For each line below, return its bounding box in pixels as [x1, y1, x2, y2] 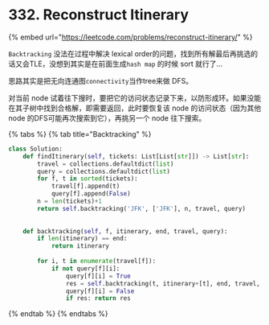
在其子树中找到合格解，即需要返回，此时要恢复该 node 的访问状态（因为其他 [8, 103, 262, 113]
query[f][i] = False [65, 287, 135, 295]
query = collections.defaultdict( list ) [37, 167, 171, 175]
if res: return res [65, 294, 131, 302]
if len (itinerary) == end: [37, 235, 128, 243]
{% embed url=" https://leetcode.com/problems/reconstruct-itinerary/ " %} [8, 32, 253, 42]
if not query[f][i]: [51, 264, 120, 273]
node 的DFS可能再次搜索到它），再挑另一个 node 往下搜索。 [8, 113, 206, 122]
